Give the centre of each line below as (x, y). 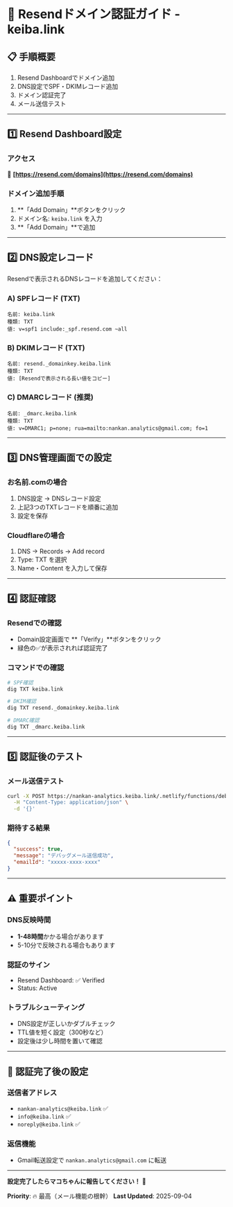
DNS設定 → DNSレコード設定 (59, 498)
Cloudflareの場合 (36, 536)
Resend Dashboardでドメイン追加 (66, 78)
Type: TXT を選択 (42, 559)
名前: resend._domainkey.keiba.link (59, 364)
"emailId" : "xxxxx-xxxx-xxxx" (57, 862)
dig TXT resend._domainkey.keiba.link (63, 708)
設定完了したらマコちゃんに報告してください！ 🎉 (77, 1181)
